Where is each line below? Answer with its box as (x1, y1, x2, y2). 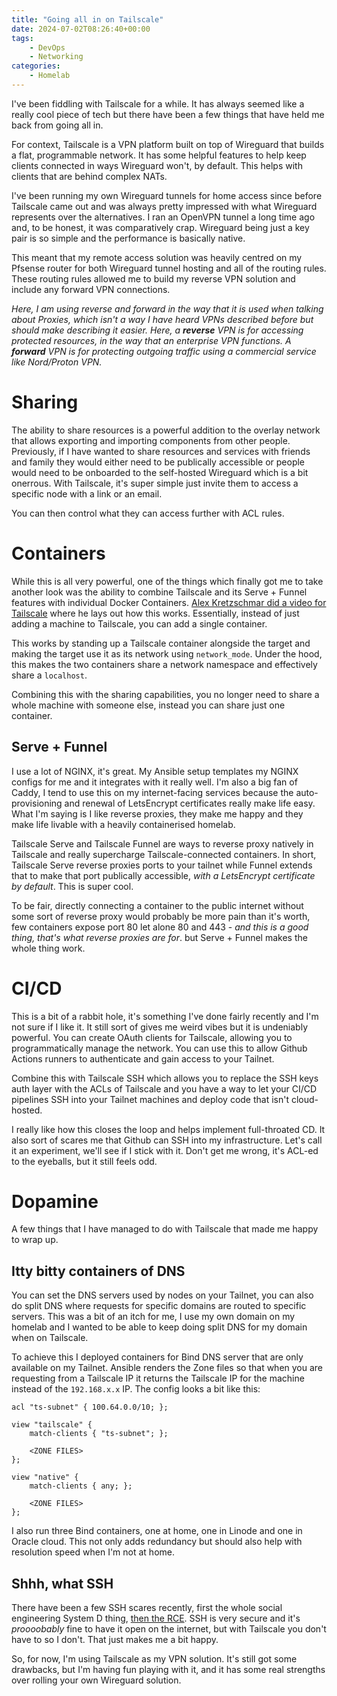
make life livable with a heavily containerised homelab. (11, 818, 236, 830)
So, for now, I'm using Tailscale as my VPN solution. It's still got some (11, 1653, 298, 1665)
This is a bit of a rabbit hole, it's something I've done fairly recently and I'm (11, 1010, 319, 1022)
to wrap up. (11, 1234, 59, 1246)
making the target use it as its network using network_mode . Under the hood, (11, 647, 323, 660)
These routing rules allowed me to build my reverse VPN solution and (11, 272, 296, 285)
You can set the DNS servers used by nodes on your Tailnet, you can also (11, 1289, 314, 1301)
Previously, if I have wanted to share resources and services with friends (11, 445, 311, 457)
